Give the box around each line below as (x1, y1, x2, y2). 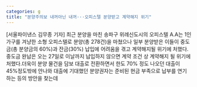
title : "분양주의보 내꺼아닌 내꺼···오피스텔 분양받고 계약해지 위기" (6, 14, 152, 20)
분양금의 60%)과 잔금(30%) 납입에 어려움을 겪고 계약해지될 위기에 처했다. (18, 45, 189, 53)
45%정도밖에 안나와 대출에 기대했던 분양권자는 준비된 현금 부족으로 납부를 (6, 67, 176, 74)
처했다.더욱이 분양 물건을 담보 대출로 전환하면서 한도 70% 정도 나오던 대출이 (6, 60, 181, 67)
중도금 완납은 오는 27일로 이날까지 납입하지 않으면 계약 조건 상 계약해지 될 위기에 (6, 53, 191, 60)
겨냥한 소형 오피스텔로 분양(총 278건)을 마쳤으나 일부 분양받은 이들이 (21, 38, 179, 45)
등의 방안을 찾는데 (16, 74, 58, 82)
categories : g (6, 8, 41, 15)
